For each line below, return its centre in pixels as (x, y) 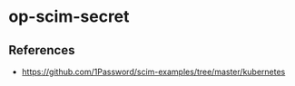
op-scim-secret (69, 17)
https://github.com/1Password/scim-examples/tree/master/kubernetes (153, 72)
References (42, 50)
